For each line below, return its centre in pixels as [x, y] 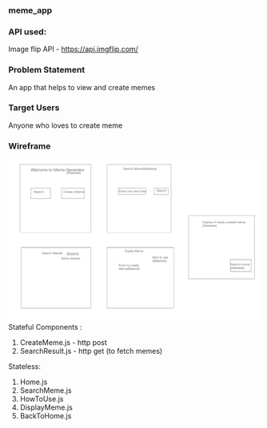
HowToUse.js [42, 399]
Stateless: [25, 367]
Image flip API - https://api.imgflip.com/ [73, 50]
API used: [28, 31]
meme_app [30, 10]
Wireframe [30, 146]
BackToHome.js [46, 416]
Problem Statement [47, 70]
